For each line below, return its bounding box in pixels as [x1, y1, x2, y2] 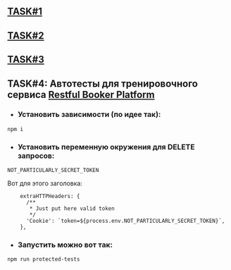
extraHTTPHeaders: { [20, 193, 80, 200]
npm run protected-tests [7, 256, 80, 263]
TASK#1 [7, 6, 43, 18]
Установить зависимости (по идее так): [17, 109, 161, 119]
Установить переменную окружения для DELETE [17, 142, 195, 152]
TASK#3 [7, 54, 44, 66]
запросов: [17, 151, 55, 161]
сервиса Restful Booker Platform [7, 88, 155, 101]
